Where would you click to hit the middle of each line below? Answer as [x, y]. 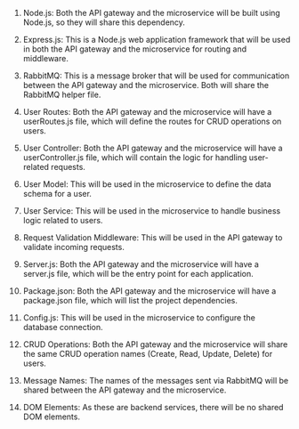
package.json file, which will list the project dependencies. [130, 300]
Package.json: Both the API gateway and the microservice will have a [149, 291]
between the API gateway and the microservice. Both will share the [146, 85]
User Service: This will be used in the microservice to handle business [152, 211]
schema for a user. [57, 194]
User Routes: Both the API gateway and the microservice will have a [147, 112]
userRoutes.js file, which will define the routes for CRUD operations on [152, 121]
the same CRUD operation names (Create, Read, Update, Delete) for [148, 354]
